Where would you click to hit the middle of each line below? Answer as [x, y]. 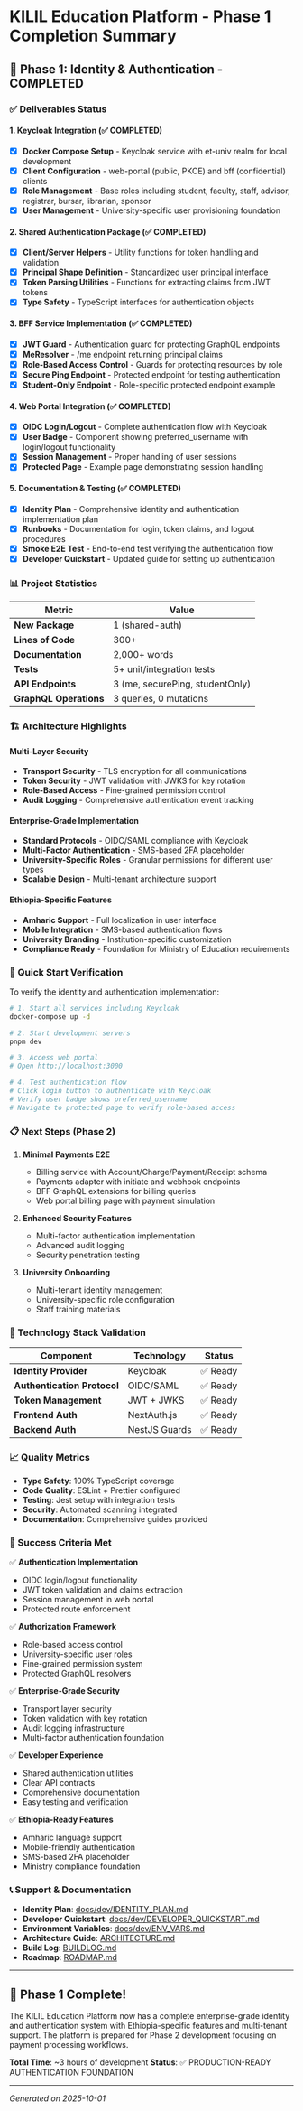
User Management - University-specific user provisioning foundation [151, 210]
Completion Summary [93, 36]
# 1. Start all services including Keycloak [94, 1008]
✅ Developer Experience [56, 1755]
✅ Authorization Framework [63, 1626]
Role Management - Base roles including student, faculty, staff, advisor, [156, 191]
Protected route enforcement [76, 1609]
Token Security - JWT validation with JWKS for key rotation [134, 781]
